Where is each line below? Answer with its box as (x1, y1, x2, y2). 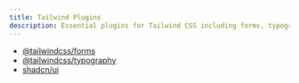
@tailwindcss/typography (21, 55, 117, 65)
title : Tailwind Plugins (9, 12, 101, 22)
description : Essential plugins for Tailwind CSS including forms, (9, 21, 265, 30)
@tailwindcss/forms (21, 45, 96, 56)
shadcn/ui (21, 64, 60, 75)
